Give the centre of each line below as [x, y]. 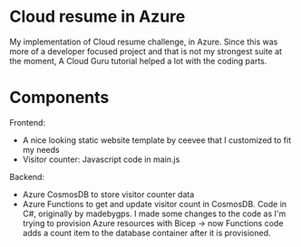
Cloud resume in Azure [97, 17]
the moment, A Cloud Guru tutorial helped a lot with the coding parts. [138, 61]
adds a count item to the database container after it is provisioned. [146, 233]
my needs [41, 149]
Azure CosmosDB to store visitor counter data [108, 194]
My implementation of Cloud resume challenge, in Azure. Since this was [144, 42]
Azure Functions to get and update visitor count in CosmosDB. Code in [155, 204]
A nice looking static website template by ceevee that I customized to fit [157, 140]
